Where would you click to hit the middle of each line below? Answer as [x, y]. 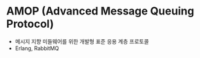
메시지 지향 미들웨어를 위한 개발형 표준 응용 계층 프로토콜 [82, 41]
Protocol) [30, 24]
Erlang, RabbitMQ [37, 48]
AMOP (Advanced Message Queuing [100, 11]
